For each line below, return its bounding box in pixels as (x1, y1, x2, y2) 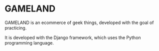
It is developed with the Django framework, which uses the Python (4, 34, 141, 40)
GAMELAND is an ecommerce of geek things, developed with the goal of (4, 19, 154, 25)
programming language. (4, 39, 54, 45)
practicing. (4, 24, 27, 30)
